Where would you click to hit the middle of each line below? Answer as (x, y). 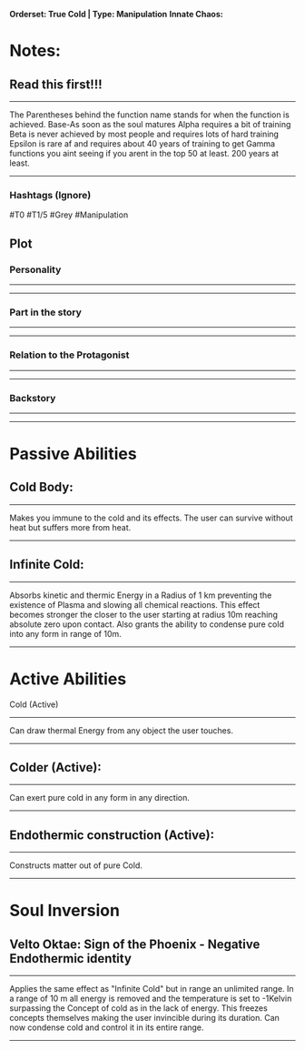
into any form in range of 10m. (66, 633)
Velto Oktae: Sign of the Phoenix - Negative (135, 944)
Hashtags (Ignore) (50, 195)
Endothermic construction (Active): (112, 835)
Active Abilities (68, 679)
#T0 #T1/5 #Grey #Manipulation (69, 215)
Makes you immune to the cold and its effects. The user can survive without (151, 518)
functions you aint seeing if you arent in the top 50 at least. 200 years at (144, 153)
